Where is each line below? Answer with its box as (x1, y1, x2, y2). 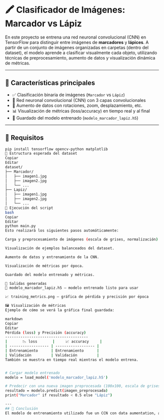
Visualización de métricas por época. (5, 263, 84, 268)
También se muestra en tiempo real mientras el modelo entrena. (5, 357, 139, 362)
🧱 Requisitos (5, 134, 44, 142)
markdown (5, 316, 23, 321)
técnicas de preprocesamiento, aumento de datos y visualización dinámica (5, 55, 155, 60)
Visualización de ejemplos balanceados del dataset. (5, 246, 115, 251)
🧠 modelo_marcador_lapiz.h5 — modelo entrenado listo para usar (5, 285, 139, 291)
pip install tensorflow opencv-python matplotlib (5, 146, 108, 152)
